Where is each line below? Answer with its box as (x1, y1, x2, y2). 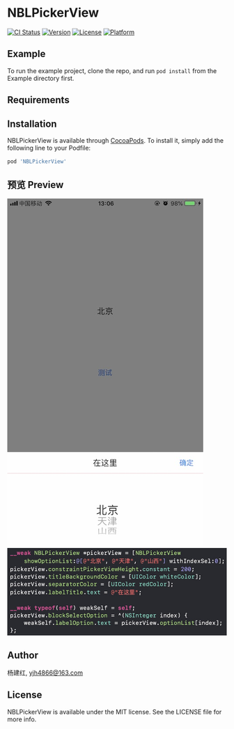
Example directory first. (7, 74, 75, 82)
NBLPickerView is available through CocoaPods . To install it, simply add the (7, 136, 224, 144)
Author (7, 649, 38, 661)
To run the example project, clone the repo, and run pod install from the (7, 66, 217, 75)
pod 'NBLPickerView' (7, 158, 68, 165)
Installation (7, 118, 57, 130)
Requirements (7, 94, 70, 106)
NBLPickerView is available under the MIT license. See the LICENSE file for (7, 707, 222, 716)
